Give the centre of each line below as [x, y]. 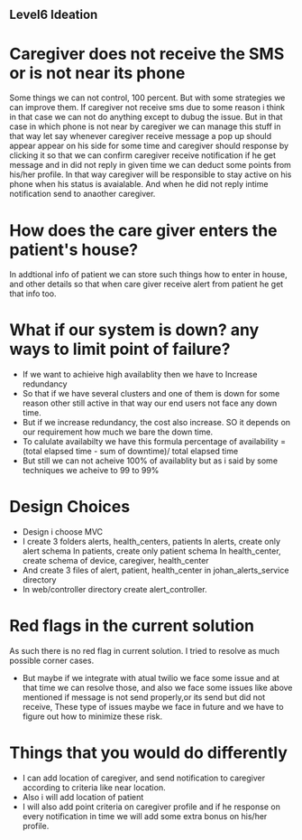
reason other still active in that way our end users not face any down [150, 403]
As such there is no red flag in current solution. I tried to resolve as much [145, 651]
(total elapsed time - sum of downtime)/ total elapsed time [130, 452]
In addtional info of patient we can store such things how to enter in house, [148, 275]
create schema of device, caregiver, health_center [115, 561]
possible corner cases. [52, 661]
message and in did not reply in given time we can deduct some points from [150, 165]
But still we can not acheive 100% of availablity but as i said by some [150, 461]
